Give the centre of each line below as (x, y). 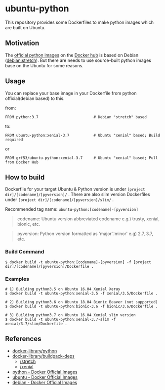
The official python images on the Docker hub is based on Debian (72, 55)
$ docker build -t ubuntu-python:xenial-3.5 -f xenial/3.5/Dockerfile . (82, 293)
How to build (25, 177)
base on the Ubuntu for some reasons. (44, 65)
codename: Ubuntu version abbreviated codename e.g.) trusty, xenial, (88, 219)
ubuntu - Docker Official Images (45, 377)
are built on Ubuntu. (25, 27)
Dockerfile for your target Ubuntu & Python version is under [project (75, 189)
